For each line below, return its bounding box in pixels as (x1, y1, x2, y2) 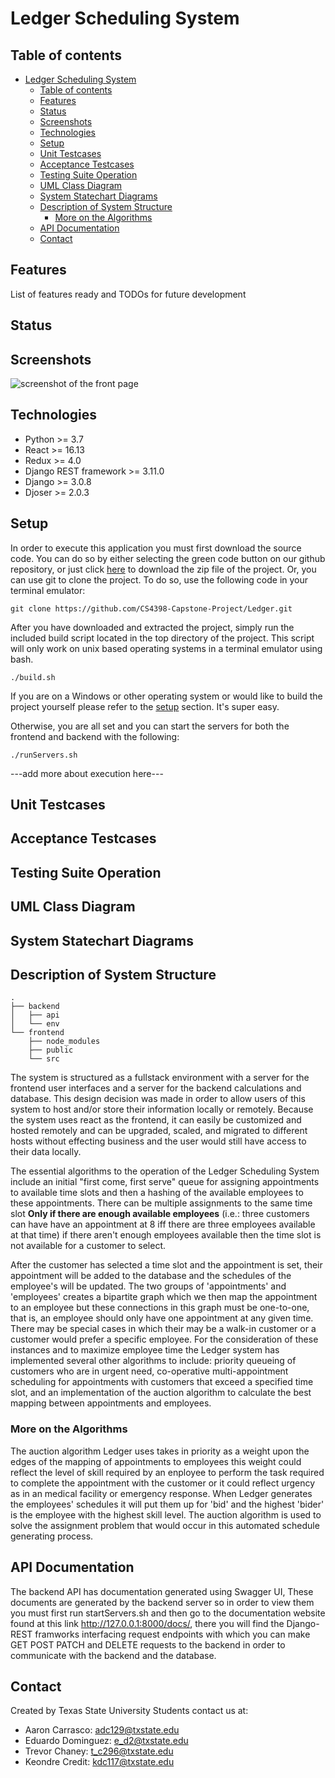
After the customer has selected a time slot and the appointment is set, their (10, 1259, 323, 1271)
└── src (28, 1054, 60, 1064)
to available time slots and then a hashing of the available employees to (10, 1187, 304, 1199)
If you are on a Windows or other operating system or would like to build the (10, 690, 323, 702)
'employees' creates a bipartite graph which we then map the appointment (10, 1291, 318, 1303)
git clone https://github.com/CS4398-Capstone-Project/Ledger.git (10, 603, 293, 614)
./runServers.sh (10, 750, 78, 760)
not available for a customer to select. (10, 1240, 167, 1252)
